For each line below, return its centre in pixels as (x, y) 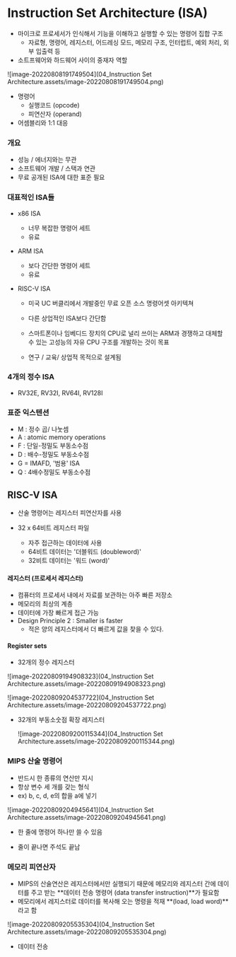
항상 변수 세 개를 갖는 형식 (53, 787)
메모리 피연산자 (32, 866)
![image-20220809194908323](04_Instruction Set (81, 676)
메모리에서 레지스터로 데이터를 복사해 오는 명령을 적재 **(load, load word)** (123, 901)
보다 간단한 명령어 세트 (59, 265)
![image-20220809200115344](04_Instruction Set (90, 734)
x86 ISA (29, 213)
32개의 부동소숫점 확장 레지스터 (61, 720)
